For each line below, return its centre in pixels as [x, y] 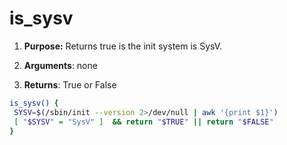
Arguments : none [60, 65]
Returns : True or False [70, 84]
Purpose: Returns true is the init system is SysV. [123, 46]
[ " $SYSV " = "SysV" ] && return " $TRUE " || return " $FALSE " [143, 122]
